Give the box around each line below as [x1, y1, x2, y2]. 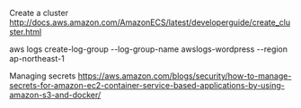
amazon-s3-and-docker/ [9, 89, 102, 100]
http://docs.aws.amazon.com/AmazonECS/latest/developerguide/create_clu [9, 17, 291, 28]
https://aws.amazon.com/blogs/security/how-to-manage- [77, 71, 292, 81]
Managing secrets [9, 71, 76, 81]
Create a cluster [9, 8, 69, 18]
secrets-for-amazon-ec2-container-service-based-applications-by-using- [9, 80, 285, 90]
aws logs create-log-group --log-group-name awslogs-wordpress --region [9, 44, 288, 54]
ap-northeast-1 [9, 54, 65, 63]
